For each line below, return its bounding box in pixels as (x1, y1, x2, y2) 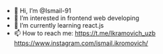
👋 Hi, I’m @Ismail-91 (13, 7, 72, 15)
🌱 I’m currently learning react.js (13, 21, 104, 29)
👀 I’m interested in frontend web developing (13, 14, 139, 22)
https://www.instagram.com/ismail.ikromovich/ (13, 39, 148, 47)
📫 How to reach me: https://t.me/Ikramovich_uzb (13, 29, 156, 37)
